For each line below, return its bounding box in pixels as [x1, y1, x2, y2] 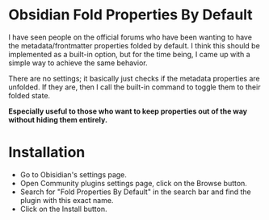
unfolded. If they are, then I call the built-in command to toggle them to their [8, 82, 261, 92]
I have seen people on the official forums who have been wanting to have [8, 32, 253, 42]
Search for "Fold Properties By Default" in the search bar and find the [19, 187, 252, 197]
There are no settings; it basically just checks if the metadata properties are [8, 73, 260, 83]
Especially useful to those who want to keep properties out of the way [8, 106, 248, 116]
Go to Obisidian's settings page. [19, 169, 128, 179]
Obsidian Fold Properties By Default [8, 6, 253, 24]
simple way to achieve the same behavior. [8, 58, 148, 68]
